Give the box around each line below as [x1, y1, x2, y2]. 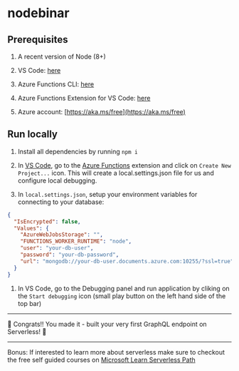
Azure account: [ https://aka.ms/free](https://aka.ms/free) [17, 108, 186, 116]
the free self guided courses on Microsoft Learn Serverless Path [7, 355, 196, 364]
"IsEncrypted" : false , [14, 218, 81, 225]
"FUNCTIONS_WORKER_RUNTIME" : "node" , [20, 238, 132, 245]
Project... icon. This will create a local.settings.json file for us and [17, 168, 215, 177]
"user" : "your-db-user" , [20, 245, 94, 252]
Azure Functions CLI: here [17, 80, 95, 88]
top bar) [17, 299, 42, 308]
